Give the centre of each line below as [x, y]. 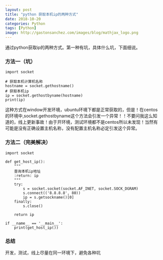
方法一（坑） [21, 61]
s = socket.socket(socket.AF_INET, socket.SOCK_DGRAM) [81, 189]
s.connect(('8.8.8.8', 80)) [52, 193]
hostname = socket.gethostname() [40, 86]
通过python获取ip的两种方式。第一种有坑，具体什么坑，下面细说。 [73, 47]
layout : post [19, 10]
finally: [23, 202]
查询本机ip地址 [27, 171]
